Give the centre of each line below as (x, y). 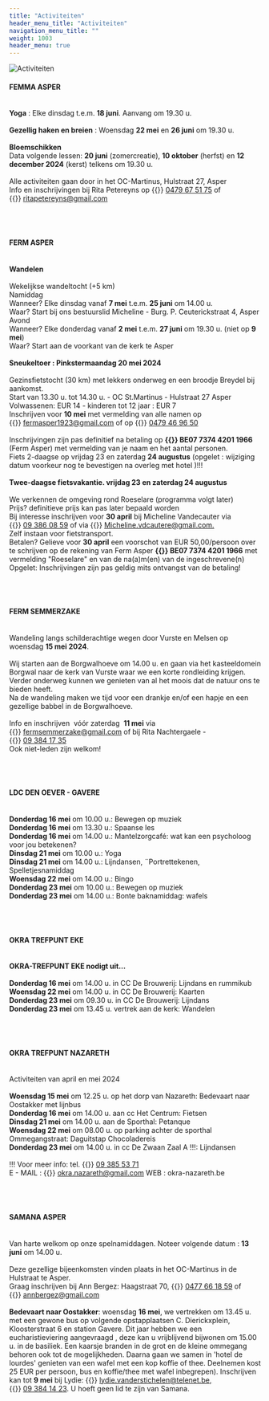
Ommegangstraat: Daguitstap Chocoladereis (82, 1139)
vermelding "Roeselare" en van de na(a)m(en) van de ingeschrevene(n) (127, 559)
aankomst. (26, 388)
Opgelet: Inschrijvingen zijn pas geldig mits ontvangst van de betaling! (125, 568)
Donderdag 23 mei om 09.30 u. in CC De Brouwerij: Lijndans (109, 1000)
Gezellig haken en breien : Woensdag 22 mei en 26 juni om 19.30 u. (122, 130)
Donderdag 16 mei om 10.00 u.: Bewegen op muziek (96, 819)
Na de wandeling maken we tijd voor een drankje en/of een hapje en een (129, 697)
